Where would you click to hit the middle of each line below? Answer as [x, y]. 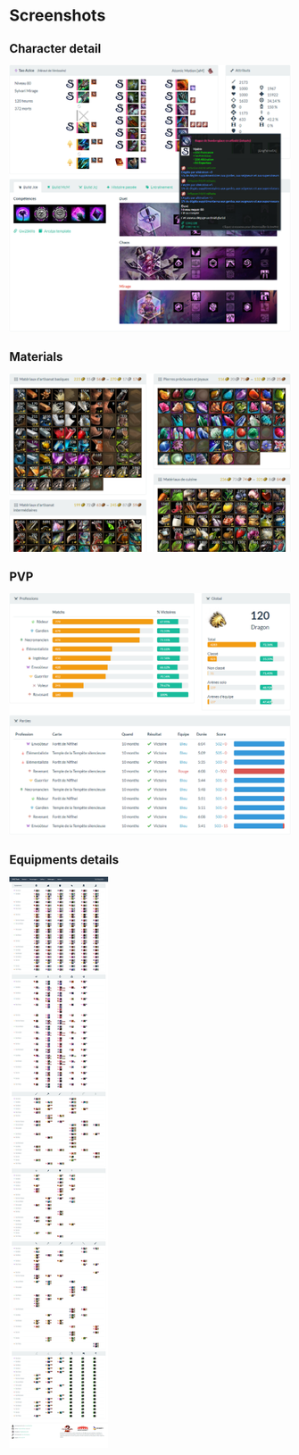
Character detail [55, 49]
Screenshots [58, 16]
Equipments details [64, 860]
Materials [36, 357]
